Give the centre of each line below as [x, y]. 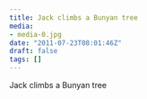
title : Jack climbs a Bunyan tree [74, 18]
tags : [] [26, 59]
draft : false [34, 51]
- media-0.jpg [36, 34]
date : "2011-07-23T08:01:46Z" [66, 43]
